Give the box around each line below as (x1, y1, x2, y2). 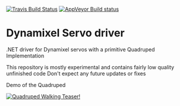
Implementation (6, 52, 45, 59)
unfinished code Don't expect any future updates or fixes (6, 70, 146, 77)
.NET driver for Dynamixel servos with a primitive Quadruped (6, 46, 156, 53)
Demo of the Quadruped (6, 81, 66, 88)
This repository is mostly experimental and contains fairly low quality (6, 63, 175, 70)
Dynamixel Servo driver (6, 27, 125, 40)
